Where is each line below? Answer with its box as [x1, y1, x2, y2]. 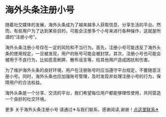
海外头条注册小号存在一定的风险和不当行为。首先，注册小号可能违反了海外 [5, 44, 157, 50]
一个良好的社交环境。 [5, 96, 48, 102]
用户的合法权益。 [9, 79, 44, 85]
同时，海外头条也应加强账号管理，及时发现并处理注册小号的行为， [22, 73, 157, 79]
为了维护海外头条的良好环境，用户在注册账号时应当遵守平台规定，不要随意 [5, 67, 157, 73]
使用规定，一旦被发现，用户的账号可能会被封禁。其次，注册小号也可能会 [13, 50, 161, 57]
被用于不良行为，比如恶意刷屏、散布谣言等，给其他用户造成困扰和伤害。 [5, 57, 152, 62]
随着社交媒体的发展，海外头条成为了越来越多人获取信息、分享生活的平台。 [5, 22, 157, 28]
